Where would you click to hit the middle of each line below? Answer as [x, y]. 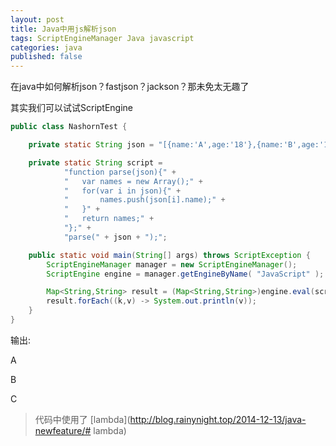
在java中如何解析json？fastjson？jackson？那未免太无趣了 [130, 87]
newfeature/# [63, 430]
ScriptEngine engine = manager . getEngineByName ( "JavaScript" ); [185, 274]
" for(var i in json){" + [122, 191]
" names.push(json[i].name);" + [144, 200]
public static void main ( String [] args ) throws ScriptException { [169, 255]
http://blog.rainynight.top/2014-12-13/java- [218, 419]
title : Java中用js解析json [63, 29]
